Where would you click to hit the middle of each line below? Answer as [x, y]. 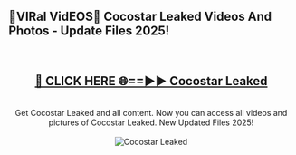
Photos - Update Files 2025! [89, 31]
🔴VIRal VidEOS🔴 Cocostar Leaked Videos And [140, 17]
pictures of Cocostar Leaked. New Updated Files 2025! [151, 122]
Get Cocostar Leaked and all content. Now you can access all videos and [151, 112]
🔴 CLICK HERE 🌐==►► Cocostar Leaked [151, 81]
